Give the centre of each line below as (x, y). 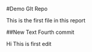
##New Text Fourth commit (40, 32)
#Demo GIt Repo (27, 9)
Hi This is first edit (29, 44)
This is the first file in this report (46, 20)
